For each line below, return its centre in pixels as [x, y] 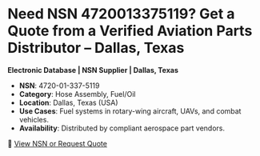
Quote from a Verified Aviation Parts [130, 31]
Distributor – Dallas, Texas [96, 48]
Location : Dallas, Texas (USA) [68, 102]
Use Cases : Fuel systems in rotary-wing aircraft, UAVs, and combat [130, 111]
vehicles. [34, 119]
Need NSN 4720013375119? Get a [121, 14]
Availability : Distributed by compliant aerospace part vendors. [122, 128]
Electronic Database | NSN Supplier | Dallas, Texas [93, 70]
